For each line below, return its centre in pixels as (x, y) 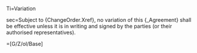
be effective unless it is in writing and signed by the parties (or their (89, 26)
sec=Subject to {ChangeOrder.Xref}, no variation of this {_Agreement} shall (99, 20)
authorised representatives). (41, 32)
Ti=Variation (21, 9)
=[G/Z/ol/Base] (25, 44)
